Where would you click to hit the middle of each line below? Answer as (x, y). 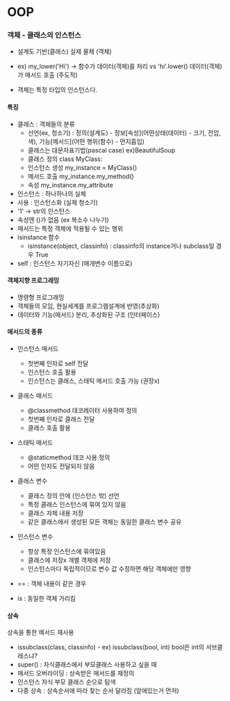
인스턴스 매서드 (38, 349)
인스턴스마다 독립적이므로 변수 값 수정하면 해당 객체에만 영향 (109, 569)
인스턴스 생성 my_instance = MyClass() (82, 167)
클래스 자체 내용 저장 (56, 513)
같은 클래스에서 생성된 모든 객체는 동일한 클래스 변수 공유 (105, 522)
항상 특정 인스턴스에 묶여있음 (67, 551)
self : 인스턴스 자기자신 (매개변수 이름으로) (75, 263)
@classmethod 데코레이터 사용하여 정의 (82, 411)
